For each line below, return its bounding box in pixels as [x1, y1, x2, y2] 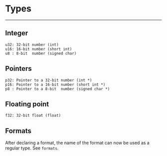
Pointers [5, 64, 32, 73]
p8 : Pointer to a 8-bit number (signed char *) [5, 86, 110, 91]
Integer [5, 29, 28, 37]
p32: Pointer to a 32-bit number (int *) [5, 78, 92, 83]
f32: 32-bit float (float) [5, 113, 61, 118]
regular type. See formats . [5, 145, 59, 151]
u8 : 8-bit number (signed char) [5, 51, 77, 56]
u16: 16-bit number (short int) [5, 46, 72, 51]
